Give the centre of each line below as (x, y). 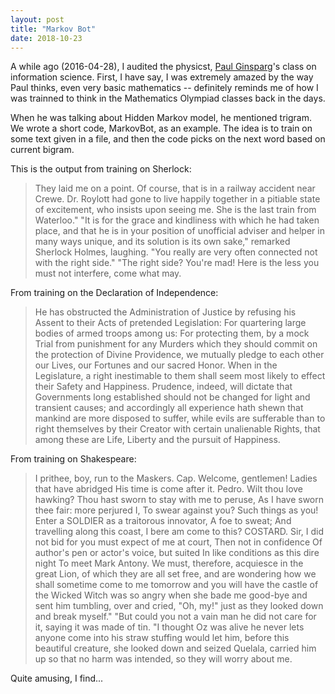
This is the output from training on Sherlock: (101, 169)
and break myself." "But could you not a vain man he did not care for (175, 617)
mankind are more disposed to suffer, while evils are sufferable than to (180, 418)
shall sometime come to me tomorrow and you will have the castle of (176, 585)
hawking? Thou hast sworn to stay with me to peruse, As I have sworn (179, 500)
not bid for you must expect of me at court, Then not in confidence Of (178, 542)
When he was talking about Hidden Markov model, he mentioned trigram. (161, 118)
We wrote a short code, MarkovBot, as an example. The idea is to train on (161, 128)
